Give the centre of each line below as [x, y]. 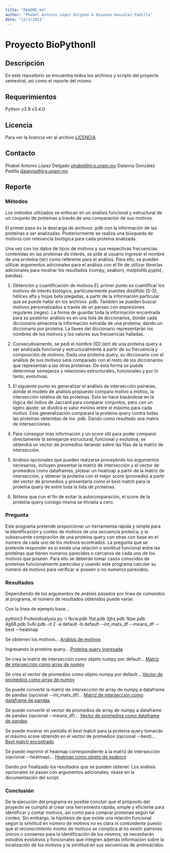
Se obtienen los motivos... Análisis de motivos [53, 639]
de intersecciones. [32, 424]
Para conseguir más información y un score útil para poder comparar [84, 434]
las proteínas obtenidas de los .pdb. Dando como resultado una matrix [86, 418]
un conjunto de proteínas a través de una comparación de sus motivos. [79, 218]
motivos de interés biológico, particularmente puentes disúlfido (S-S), [85, 291]
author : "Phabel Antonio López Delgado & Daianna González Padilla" [79, 15]
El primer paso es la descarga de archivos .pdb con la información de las [81, 228]
